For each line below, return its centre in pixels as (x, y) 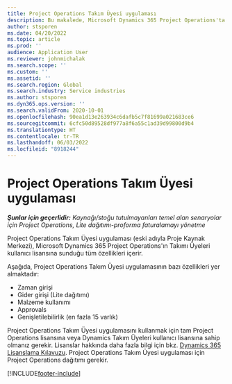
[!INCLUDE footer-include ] (44, 373)
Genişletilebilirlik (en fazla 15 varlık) (67, 317)
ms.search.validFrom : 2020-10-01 (56, 110)
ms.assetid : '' (29, 78)
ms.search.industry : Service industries (67, 91)
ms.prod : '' (24, 46)
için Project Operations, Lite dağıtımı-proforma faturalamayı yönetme (106, 225)
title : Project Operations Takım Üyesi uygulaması (82, 14)
